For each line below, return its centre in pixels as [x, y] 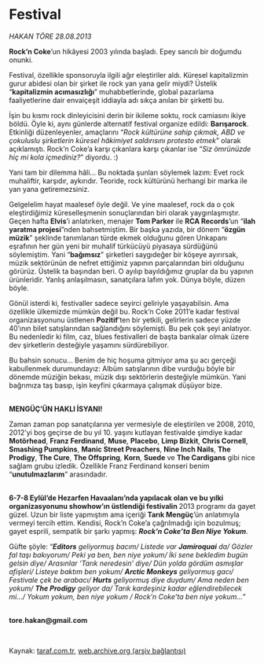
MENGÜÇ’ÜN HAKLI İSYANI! [56, 409]
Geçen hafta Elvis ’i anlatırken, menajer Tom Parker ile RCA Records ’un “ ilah [132, 221]
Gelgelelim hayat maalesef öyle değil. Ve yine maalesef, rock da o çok [122, 204]
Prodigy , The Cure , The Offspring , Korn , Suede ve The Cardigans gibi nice [132, 457]
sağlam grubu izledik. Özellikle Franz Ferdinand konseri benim [109, 466]
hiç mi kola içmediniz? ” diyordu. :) [64, 157]
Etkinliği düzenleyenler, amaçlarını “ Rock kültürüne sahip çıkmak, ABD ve [127, 132]
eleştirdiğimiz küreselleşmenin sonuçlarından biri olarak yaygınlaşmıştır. [125, 212]
